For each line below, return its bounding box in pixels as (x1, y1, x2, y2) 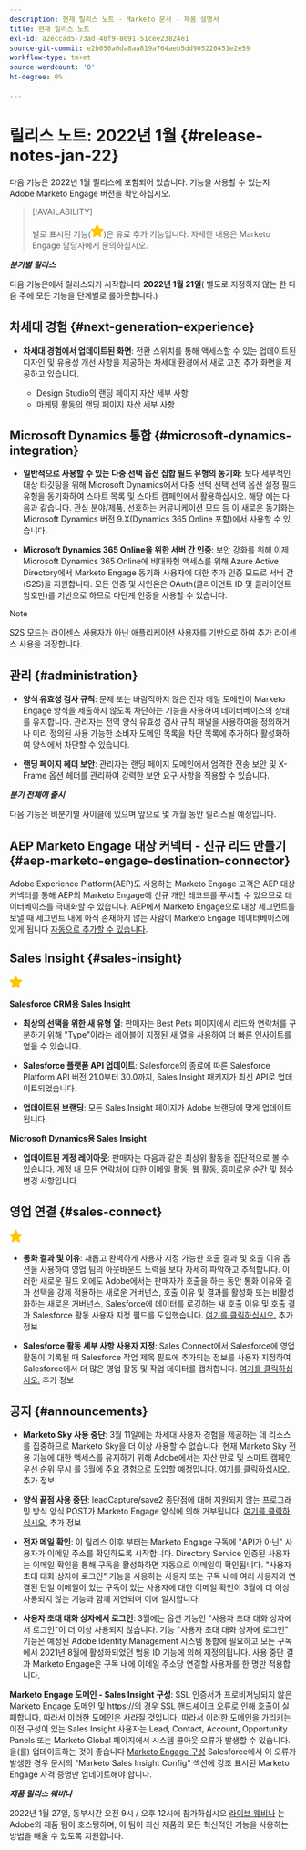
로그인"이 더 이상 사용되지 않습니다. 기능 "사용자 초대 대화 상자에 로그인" (32, 1624, 289, 1636)
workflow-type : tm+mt (9, 53, 92, 63)
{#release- (180, 125, 264, 146)
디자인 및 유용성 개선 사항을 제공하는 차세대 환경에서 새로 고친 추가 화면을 (22, 357, 283, 367)
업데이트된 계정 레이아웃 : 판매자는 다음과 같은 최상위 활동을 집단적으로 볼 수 (22, 1152, 290, 1163)
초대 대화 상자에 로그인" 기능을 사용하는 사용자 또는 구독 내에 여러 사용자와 (22, 1571, 287, 1582)
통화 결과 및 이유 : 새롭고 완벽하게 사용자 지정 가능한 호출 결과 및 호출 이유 (22, 1252, 281, 1263)
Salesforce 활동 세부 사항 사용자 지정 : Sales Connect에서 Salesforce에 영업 (22, 1340, 296, 1351)
